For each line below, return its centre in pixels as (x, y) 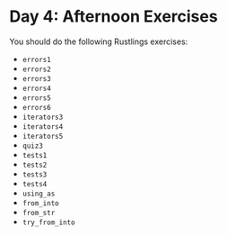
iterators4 (43, 127)
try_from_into (48, 222)
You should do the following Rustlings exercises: (99, 41)
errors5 (36, 98)
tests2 (35, 165)
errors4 (36, 88)
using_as (39, 194)
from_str (39, 213)
